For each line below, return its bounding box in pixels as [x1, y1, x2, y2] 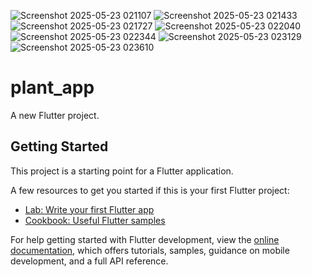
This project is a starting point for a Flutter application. [10, 165, 234, 177]
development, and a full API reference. [10, 255, 169, 267]
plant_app [10, 76, 95, 99]
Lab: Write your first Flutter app [24, 203, 155, 215]
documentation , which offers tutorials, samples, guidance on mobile [10, 244, 290, 256]
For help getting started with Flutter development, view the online [10, 233, 280, 245]
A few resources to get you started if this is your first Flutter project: [10, 184, 290, 196]
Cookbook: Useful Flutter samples [24, 214, 166, 226]
